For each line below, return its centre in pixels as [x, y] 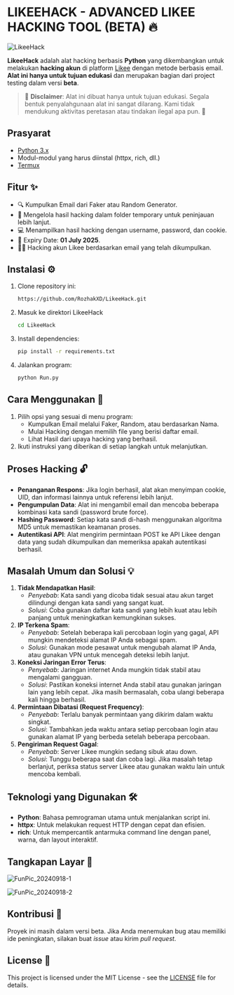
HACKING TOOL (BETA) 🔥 [82, 27]
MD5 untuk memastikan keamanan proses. [79, 527]
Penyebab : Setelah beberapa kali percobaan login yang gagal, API [123, 633]
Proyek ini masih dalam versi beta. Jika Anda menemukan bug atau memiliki [117, 931]
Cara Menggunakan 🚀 [55, 400]
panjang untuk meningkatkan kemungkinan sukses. [102, 618]
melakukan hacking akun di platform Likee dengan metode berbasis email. [115, 68]
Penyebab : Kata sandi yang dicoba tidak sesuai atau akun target [121, 596]
